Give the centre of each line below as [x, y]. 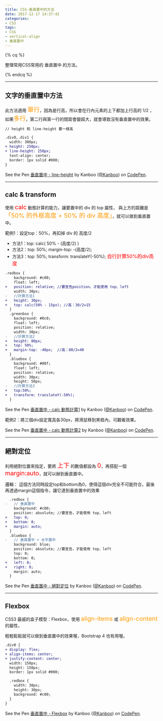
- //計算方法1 [20, 296]
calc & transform [31, 194]
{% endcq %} [19, 74]
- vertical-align [23, 37]
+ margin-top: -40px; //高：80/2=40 [45, 350]
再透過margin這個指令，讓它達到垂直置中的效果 [52, 490]
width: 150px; [24, 663]
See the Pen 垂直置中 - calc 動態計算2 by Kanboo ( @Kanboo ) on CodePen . [80, 430]
